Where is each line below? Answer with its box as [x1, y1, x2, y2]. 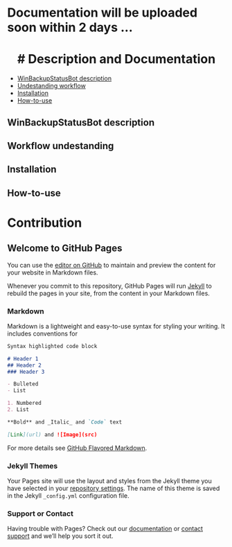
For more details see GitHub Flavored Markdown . [7, 444, 148, 452]
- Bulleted [7, 381, 39, 388]
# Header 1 [7, 355, 39, 362]
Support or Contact [7, 508, 74, 518]
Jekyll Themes [7, 461, 58, 471]
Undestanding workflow [17, 82, 87, 90]
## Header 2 [7, 362, 42, 369]
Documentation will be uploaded [7, 5, 198, 21]
